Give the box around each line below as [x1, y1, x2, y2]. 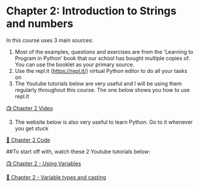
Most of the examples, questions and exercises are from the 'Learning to [14, 48, 194, 55]
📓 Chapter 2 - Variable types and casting [6, 173, 106, 180]
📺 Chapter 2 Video [6, 105, 54, 112]
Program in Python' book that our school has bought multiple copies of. [14, 54, 191, 62]
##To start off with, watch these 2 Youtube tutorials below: [6, 148, 151, 155]
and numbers [6, 17, 73, 30]
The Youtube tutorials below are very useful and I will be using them [14, 79, 182, 87]
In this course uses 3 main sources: [6, 36, 94, 44]
